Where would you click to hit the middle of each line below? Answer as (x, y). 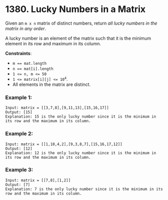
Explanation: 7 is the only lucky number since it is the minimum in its (84, 189)
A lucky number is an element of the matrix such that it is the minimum (78, 38)
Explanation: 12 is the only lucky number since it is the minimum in (81, 153)
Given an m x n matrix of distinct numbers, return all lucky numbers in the (81, 23)
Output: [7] (18, 184)
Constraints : (18, 53)
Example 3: (19, 170)
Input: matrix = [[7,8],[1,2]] (38, 180)
